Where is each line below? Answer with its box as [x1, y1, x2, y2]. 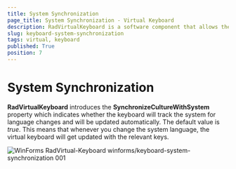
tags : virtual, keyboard [7, 36, 80, 43]
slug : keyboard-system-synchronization [7, 29, 124, 37]
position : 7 [7, 50, 42, 57]
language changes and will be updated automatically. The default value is [7, 117, 220, 126]
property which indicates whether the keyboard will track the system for [7, 110, 216, 119]
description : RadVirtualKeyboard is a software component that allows [7, 23, 218, 30]
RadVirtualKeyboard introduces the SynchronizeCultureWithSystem [7, 102, 210, 111]
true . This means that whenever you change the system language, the [7, 125, 210, 133]
